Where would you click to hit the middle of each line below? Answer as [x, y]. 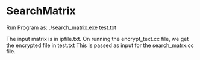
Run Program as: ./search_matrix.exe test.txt [61, 27]
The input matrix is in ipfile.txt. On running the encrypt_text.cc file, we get [97, 39]
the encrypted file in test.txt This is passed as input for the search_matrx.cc [100, 45]
